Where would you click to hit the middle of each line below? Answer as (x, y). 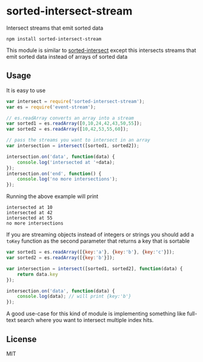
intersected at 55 (29, 218)
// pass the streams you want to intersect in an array (78, 140)
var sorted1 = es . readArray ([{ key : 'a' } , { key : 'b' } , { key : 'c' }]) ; (91, 252)
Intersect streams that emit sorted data (55, 28)
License (22, 339)
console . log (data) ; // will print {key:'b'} (74, 297)
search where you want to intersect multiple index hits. (85, 320)
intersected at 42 (29, 213)
